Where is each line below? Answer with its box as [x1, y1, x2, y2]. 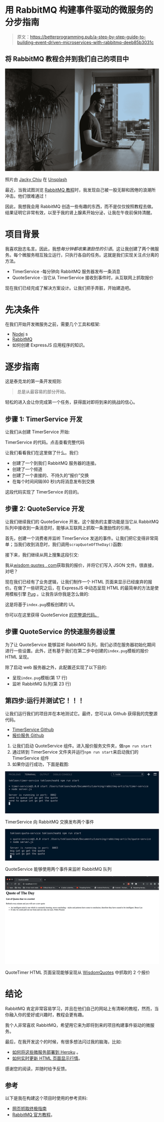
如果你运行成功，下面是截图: [12, 761, 69, 767]
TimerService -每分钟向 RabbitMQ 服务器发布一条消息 [12, 268, 121, 275]
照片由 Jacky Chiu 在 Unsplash [5, 177, 67, 183]
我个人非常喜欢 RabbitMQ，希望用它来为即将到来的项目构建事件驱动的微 [5, 1022, 150, 1028]
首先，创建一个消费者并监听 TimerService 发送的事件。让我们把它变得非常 [5, 535, 155, 541]
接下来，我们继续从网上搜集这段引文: [5, 551, 80, 557]
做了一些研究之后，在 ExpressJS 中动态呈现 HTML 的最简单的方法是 [18, 585, 155, 591]
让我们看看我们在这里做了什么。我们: [5, 450, 80, 456]
